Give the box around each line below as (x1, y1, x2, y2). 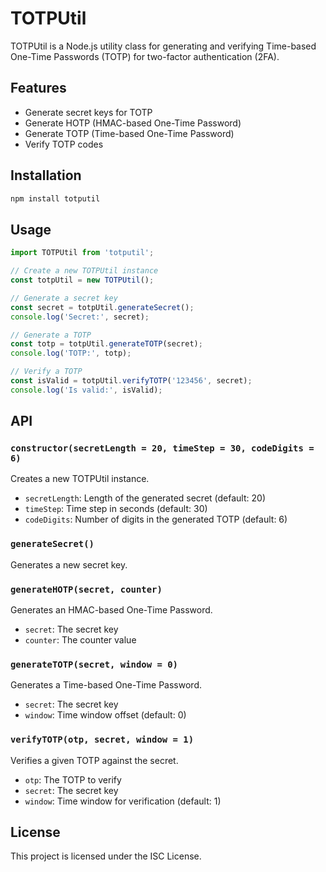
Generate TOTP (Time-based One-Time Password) (24, 127, 235, 139)
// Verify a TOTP (10, 367, 83, 377)
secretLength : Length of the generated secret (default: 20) (24, 492, 266, 504)
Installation (10, 167, 82, 184)
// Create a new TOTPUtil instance (10, 266, 159, 276)
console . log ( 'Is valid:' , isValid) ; (10, 385, 163, 395)
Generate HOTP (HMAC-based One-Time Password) (24, 117, 242, 129)
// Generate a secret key (10, 293, 118, 303)
